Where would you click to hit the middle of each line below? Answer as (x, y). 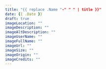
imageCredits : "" (23, 59)
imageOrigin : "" (21, 55)
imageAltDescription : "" (30, 32)
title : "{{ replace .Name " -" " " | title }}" (53, 9)
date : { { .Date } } (24, 14)
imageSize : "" (20, 50)
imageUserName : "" (24, 37)
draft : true (17, 18)
